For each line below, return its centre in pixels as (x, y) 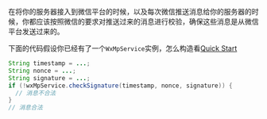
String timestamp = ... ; (49, 63)
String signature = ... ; (49, 78)
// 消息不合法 (36, 93)
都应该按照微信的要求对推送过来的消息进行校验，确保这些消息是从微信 (144, 21)
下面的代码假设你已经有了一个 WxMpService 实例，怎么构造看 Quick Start (123, 48)
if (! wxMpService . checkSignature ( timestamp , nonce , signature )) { (120, 86)
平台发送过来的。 (36, 31)
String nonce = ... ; (43, 71)
